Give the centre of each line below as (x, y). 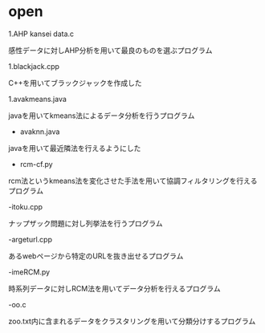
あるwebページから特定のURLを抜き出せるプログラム (96, 256)
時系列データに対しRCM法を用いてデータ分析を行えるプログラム (114, 288)
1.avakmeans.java (37, 99)
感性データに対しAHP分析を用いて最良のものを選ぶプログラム (110, 50)
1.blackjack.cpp (34, 66)
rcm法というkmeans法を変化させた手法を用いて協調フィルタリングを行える (133, 181)
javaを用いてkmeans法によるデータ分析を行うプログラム (102, 116)
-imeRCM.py (29, 272)
